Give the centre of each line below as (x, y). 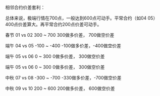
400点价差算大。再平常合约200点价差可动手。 (54, 24)
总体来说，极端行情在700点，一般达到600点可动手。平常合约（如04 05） (82, 18)
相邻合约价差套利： (25, 7)
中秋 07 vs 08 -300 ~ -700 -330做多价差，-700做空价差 (64, 78)
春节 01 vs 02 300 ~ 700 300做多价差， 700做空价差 (60, 35)
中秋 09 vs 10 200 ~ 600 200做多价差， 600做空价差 (60, 88)
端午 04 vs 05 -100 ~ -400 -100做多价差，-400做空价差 (63, 46)
